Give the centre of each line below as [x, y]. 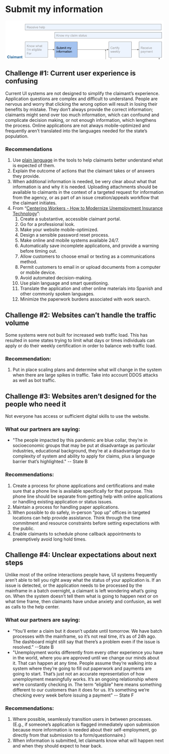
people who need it [36, 404]
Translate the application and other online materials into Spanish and [91, 288]
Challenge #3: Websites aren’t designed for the [81, 396]
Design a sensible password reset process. [65, 235]
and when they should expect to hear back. [57, 746]
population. [17, 136]
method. [29, 262]
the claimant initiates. [34, 203]
